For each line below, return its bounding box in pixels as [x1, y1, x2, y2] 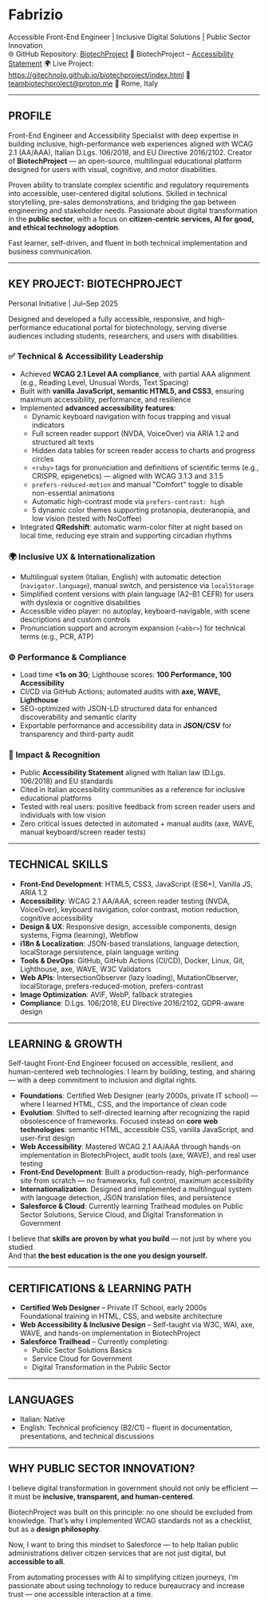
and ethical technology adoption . [8, 222, 120, 232]
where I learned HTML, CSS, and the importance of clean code [19, 1099, 227, 1109]
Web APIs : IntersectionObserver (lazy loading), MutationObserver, [19, 972, 238, 982]
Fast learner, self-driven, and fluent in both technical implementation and [8, 238, 248, 247]
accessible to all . [8, 1556, 65, 1566]
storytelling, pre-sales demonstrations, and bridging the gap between [8, 197, 237, 206]
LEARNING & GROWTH [8, 1037, 123, 1051]
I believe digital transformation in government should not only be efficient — [8, 1483, 258, 1493]
